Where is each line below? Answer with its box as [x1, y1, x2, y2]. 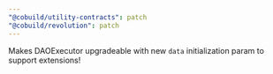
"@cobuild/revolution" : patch [8, 21, 120, 30]
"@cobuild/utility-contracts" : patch [8, 12, 148, 22]
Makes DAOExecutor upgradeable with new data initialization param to [8, 45, 264, 55]
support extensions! [8, 55, 81, 65]
